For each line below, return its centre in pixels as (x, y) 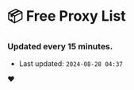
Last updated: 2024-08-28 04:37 (71, 64)
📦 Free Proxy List (67, 16)
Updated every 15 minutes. (60, 47)
